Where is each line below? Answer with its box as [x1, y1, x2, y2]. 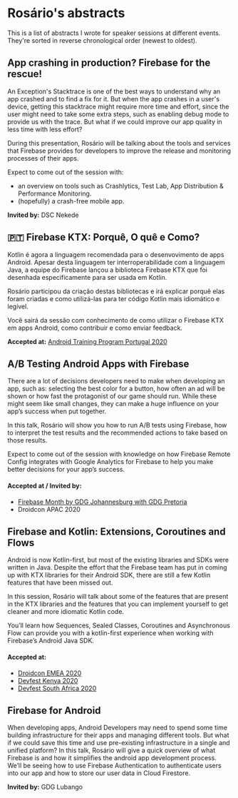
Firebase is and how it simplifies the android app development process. [7, 754, 217, 762]
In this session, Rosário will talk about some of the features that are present [7, 592, 229, 601]
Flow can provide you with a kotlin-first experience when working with [7, 629, 214, 637]
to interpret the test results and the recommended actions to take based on [7, 428, 228, 437]
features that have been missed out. [7, 578, 113, 587]
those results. [7, 436, 48, 445]
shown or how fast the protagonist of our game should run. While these [7, 392, 217, 400]
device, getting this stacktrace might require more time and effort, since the [7, 102, 229, 111]
